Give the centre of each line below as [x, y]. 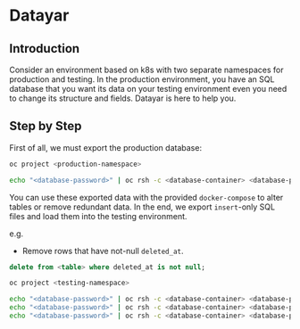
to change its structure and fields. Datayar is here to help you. [123, 98]
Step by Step [46, 126]
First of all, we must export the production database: [106, 147]
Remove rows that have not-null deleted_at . [103, 251]
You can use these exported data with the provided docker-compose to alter [146, 197]
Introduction [45, 49]
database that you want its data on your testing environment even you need [148, 89]
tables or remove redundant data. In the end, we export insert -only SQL [142, 207]
